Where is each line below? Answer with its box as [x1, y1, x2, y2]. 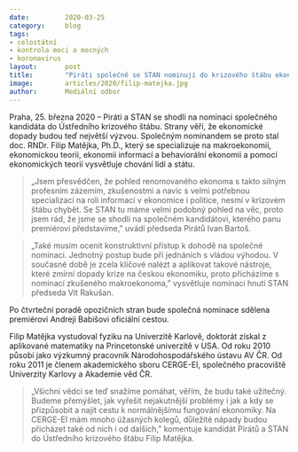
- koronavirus [9, 54, 62, 63]
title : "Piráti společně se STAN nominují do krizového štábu [9, 71, 272, 80]
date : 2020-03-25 [9, 12, 105, 22]
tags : [9, 29, 29, 38]
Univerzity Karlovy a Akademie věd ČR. [9, 369, 153, 379]
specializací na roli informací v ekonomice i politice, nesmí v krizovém [30, 194, 286, 205]
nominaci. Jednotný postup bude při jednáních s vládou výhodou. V [30, 249, 279, 260]
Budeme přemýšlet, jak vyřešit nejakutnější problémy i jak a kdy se [30, 395, 274, 406]
